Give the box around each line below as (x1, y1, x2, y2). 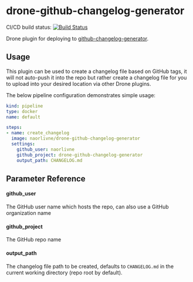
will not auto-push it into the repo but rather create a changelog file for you (6, 74, 187, 81)
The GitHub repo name (6, 236, 62, 243)
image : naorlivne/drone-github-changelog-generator (11, 135, 141, 142)
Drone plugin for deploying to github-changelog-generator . (6, 35, 149, 42)
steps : (6, 125, 22, 131)
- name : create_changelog (6, 130, 69, 136)
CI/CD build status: (6, 24, 52, 31)
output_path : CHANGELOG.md (16, 157, 83, 163)
